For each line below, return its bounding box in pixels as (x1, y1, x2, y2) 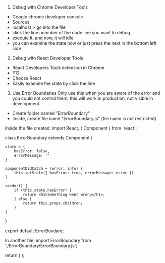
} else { (14, 197, 32, 201)
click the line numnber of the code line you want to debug (12, 30, 130, 35)
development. (12, 101, 41, 106)
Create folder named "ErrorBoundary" (12, 110, 90, 116)
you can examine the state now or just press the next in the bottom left (12, 40, 157, 46)
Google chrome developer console (12, 14, 83, 19)
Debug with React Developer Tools (12, 55, 83, 61)
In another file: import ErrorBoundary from (5, 238, 91, 243)
